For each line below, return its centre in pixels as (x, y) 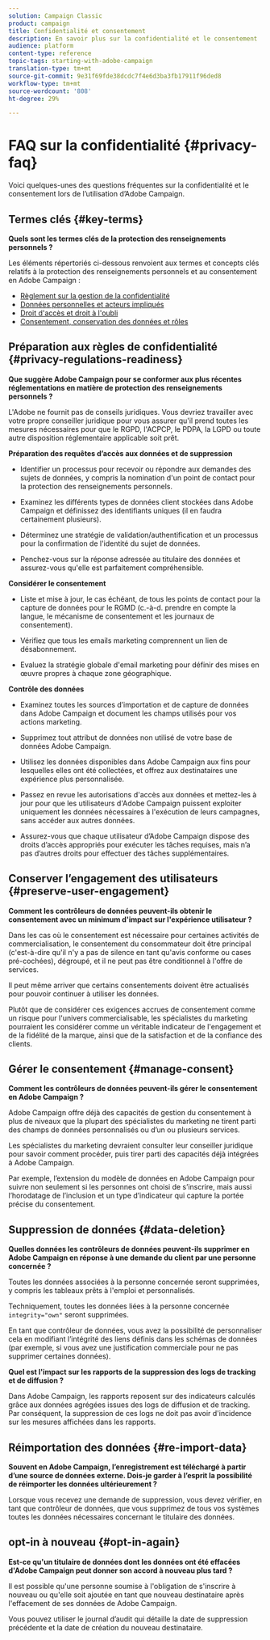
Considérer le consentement (57, 583)
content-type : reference (50, 53)
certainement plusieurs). (61, 519)
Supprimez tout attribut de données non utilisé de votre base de (126, 738)
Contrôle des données (46, 689)
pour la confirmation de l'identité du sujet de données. (110, 543)
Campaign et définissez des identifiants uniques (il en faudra (121, 510)
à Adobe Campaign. (42, 1163)
